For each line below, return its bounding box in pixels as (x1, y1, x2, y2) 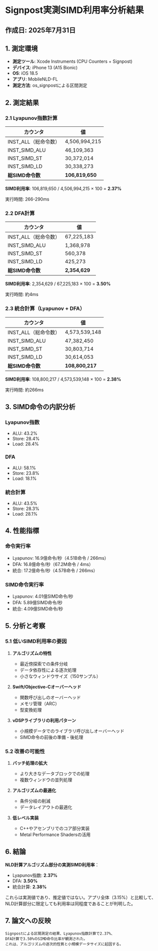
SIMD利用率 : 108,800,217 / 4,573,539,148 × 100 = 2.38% (5, 376, 122, 382)
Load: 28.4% (12, 441, 39, 447)
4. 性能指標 (5, 527, 39, 535)
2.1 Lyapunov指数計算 (5, 114, 58, 121)
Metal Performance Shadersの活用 (19, 832, 91, 838)
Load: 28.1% (12, 511, 38, 517)
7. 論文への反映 (5, 917, 51, 925)
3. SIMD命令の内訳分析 (5, 403, 76, 411)
